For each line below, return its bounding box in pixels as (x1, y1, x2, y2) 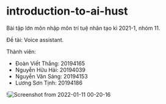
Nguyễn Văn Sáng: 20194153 (15, 72, 88, 80)
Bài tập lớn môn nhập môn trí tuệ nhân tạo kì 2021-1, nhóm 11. (6, 24, 161, 32)
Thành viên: (6, 47, 37, 55)
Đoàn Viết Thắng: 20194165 (15, 60, 85, 67)
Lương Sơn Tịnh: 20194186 (15, 79, 83, 86)
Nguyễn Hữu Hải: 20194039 (15, 66, 86, 74)
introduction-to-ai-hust (6, 4, 128, 18)
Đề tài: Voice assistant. (6, 36, 64, 43)
